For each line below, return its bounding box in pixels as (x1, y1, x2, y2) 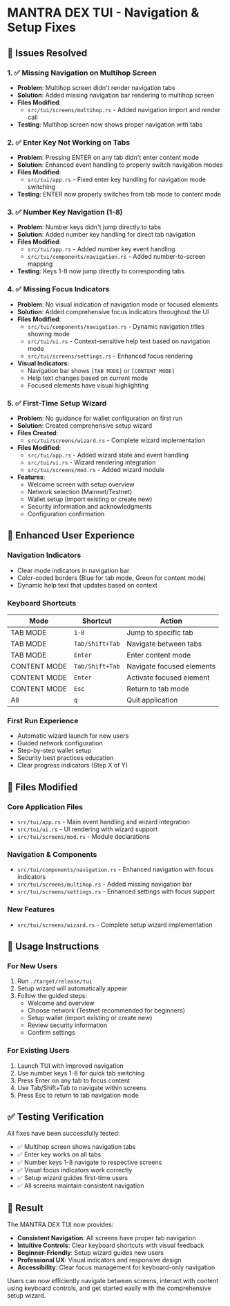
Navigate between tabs (126, 639, 202, 649)
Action (160, 616, 183, 626)
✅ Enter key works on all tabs (17, 1150, 102, 1159)
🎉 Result (7, 1202, 44, 1214)
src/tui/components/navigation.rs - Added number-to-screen (27, 253, 206, 261)
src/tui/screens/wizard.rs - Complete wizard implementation (27, 436, 206, 444)
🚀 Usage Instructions (7, 941, 99, 952)
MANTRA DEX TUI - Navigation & (7, 5, 200, 21)
